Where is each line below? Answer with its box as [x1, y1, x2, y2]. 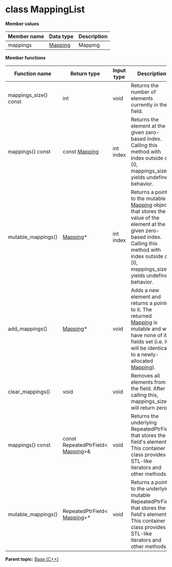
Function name [14, 70, 52, 77]
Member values [5, 21, 39, 27]
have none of [131, 331, 163, 338]
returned [131, 312, 152, 319]
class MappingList [5, 4, 85, 15]
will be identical [131, 344, 168, 351]
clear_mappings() [8, 388, 51, 395]
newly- [141, 351, 159, 358]
